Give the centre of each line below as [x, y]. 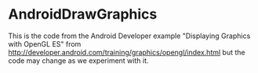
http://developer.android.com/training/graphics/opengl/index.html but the [127, 52]
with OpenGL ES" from [45, 43]
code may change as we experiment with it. [78, 61]
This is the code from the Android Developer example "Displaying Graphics [129, 36]
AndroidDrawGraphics [83, 14]
